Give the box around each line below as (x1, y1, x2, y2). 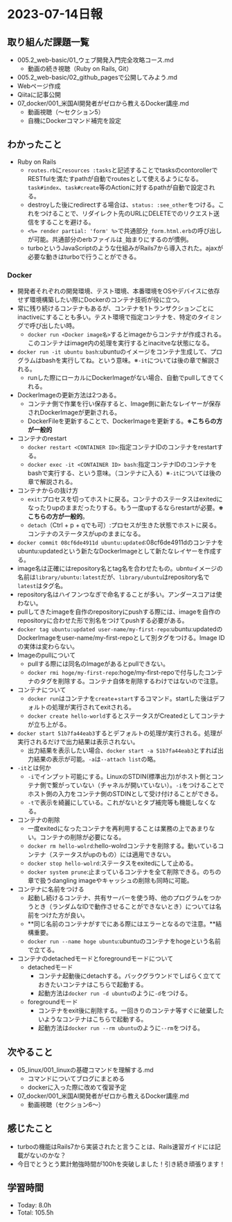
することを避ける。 (39, 218, 95, 226)
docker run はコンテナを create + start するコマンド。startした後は (27, 694, 213, 703)
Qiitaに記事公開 (17, 91, 61, 98)
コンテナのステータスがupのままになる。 (27, 530, 145, 538)
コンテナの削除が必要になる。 (39, 833, 125, 841)
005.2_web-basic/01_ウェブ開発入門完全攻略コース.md (17, 56, 175, 64)
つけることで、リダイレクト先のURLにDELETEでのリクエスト (39, 209, 214, 217)
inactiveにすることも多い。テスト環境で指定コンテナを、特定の (17, 313, 198, 321)
